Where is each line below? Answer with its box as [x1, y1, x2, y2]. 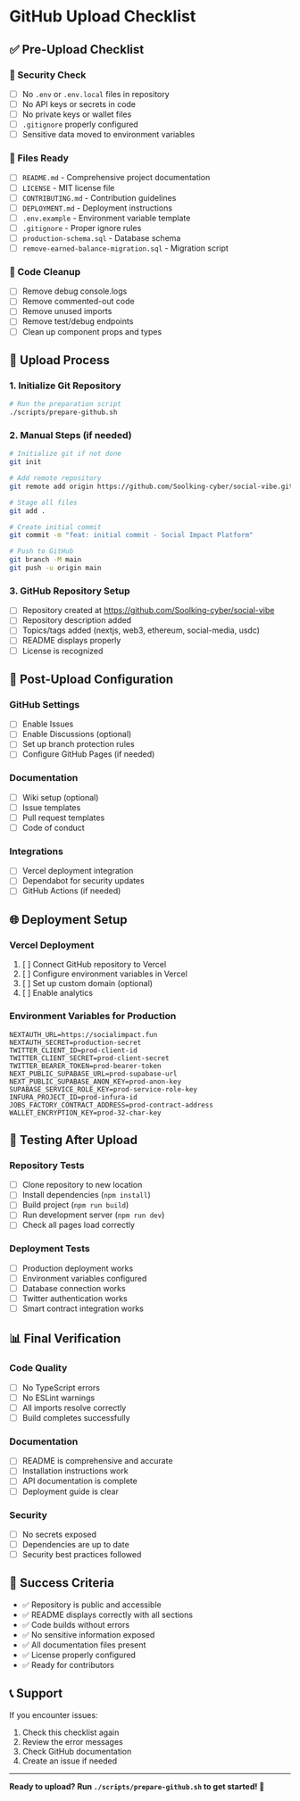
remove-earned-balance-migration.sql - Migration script [21, 243, 229, 253]
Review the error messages [21, 1736, 123, 1747]
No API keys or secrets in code [21, 98, 137, 109]
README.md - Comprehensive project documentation [21, 172, 211, 183]
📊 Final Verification [9, 1331, 121, 1346]
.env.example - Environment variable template [21, 212, 191, 223]
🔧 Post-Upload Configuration [9, 671, 174, 686]
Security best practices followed [21, 1549, 142, 1560]
